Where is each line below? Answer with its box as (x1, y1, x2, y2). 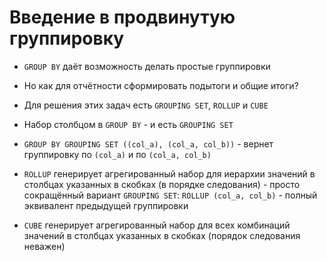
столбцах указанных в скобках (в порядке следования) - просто (23, 178, 301, 190)
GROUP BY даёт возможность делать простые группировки (23, 60, 271, 72)
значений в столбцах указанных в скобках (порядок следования (23, 229, 301, 241)
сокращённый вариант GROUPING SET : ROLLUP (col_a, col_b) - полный (23, 189, 318, 201)
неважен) (23, 240, 66, 252)
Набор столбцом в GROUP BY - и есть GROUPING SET (23, 118, 234, 130)
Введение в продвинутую (9, 6, 236, 29)
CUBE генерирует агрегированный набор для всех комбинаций (23, 219, 291, 231)
